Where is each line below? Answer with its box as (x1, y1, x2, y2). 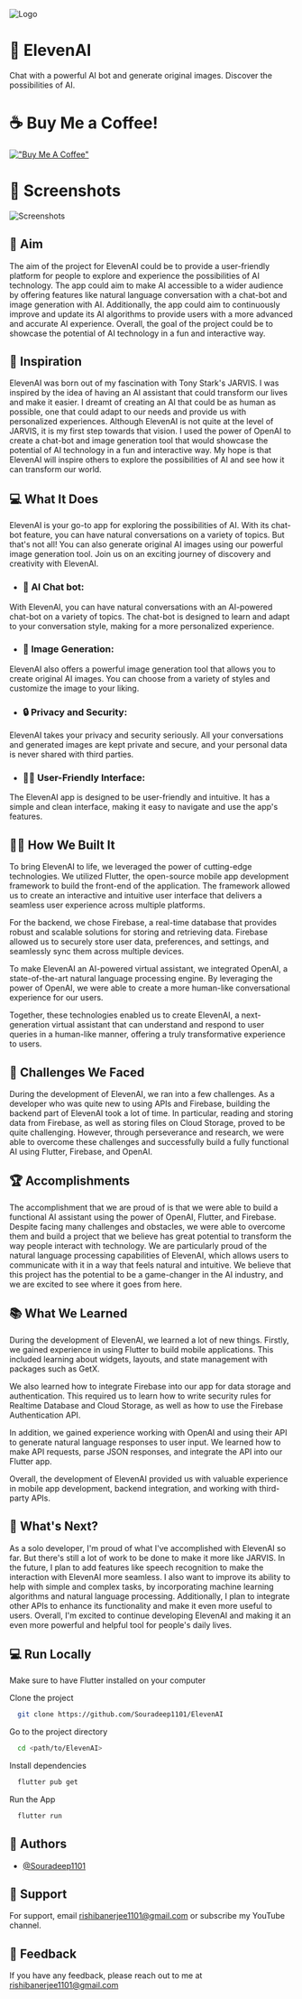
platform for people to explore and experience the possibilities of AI (9, 270, 260, 281)
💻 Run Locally (9, 1646, 92, 1661)
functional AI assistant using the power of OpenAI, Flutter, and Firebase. (9, 1211, 277, 1223)
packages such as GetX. (9, 1363, 101, 1374)
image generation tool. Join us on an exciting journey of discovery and (9, 549, 271, 560)
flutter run (17, 1811, 63, 1820)
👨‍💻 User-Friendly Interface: (22, 772, 146, 785)
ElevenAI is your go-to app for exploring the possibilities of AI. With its (9, 520, 270, 531)
